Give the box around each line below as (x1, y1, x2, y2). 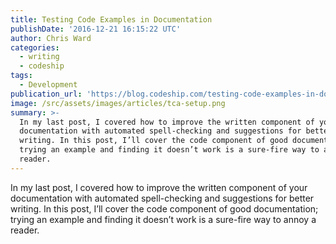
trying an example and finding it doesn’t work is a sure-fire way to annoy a (10, 213, 317, 225)
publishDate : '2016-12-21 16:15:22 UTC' (10, 24, 182, 34)
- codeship (19, 61, 65, 71)
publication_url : (10, 89, 83, 99)
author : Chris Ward (10, 33, 92, 43)
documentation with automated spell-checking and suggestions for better (10, 192, 315, 204)
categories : (10, 42, 60, 53)
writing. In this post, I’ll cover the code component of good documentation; (10, 202, 319, 215)
